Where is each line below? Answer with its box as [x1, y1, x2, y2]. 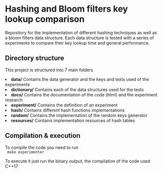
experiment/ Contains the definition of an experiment [11, 102, 118, 108]
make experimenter [7, 149, 44, 155]
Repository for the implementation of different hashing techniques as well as [5, 30, 157, 35]
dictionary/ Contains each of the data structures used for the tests [11, 86, 144, 93]
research [5, 97, 23, 103]
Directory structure [5, 54, 64, 63]
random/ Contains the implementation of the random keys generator [11, 112, 147, 118]
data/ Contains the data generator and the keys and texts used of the [11, 76, 149, 82]
